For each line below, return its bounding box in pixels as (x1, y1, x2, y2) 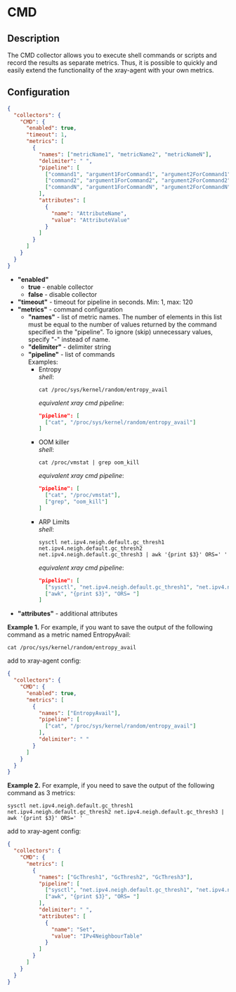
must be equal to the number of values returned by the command (27, 320, 217, 329)
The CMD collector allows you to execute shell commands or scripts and (7, 51, 217, 59)
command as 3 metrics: (7, 789, 76, 797)
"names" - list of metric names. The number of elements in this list (27, 312, 223, 321)
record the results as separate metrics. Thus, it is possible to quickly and (7, 59, 218, 67)
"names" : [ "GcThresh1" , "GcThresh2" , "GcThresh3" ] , (38, 874, 193, 881)
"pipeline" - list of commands (27, 350, 115, 358)
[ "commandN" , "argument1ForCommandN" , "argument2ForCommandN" (44, 184, 231, 191)
